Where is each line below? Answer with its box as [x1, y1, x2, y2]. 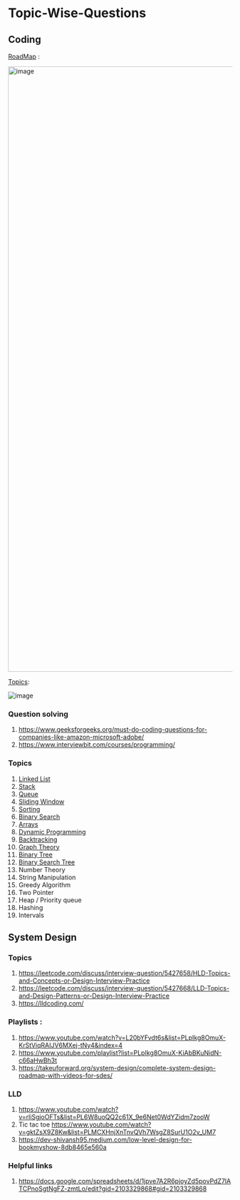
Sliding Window [18, 797, 65, 806]
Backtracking [18, 835, 58, 844]
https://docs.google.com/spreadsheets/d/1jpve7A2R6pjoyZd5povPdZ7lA [18, 1177, 231, 1186]
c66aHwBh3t [18, 1056, 58, 1065]
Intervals [18, 911, 45, 919]
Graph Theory [18, 842, 60, 851]
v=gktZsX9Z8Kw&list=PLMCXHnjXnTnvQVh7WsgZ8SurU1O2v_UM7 [18, 1127, 216, 1136]
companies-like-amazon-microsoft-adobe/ [18, 733, 145, 742]
